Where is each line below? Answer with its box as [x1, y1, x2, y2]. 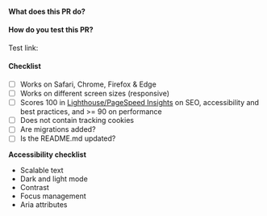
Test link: [8, 43, 39, 53]
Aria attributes [19, 200, 68, 210]
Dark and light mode [19, 174, 89, 184]
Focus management [19, 191, 86, 201]
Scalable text [19, 166, 64, 176]
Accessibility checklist [8, 150, 87, 159]
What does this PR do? [8, 6, 86, 16]
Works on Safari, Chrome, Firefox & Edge [19, 79, 157, 89]
